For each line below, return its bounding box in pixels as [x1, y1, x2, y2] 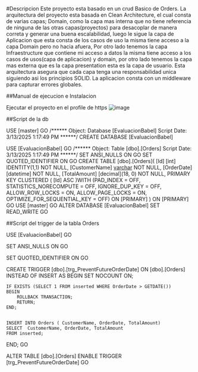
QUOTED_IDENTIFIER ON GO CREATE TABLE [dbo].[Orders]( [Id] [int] [6, 158, 176, 164]
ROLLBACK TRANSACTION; [17, 294, 73, 300]
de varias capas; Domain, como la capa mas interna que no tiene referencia [6, 18, 191, 24]
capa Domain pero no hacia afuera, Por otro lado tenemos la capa [6, 43, 168, 50]
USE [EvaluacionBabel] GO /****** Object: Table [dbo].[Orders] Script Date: [6, 145, 192, 152]
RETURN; [17, 299, 36, 305]
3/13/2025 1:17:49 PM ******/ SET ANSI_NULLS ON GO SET [6, 151, 153, 158]
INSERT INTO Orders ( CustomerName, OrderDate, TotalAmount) [6, 320, 161, 326]
